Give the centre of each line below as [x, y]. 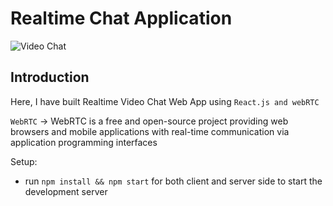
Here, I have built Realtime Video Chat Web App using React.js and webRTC [165, 101]
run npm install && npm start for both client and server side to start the [173, 181]
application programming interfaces [84, 142]
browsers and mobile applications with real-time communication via [150, 131]
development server [66, 191]
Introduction [50, 77]
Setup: [24, 161]
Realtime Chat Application [121, 18]
